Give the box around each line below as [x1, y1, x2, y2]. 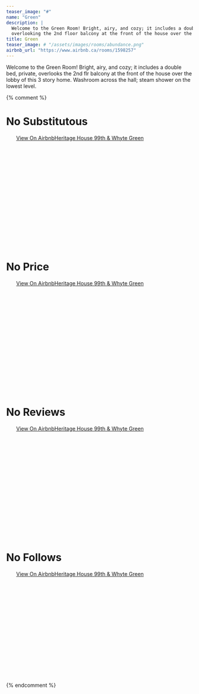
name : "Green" [6, 14, 41, 20]
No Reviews [6, 405, 66, 419]
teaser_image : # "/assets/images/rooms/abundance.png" [6, 42, 145, 48]
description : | [6, 20, 44, 26]
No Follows [6, 550, 62, 564]
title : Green [6, 36, 38, 42]
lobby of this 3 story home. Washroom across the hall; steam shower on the [6, 76, 191, 83]
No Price [6, 260, 49, 273]
